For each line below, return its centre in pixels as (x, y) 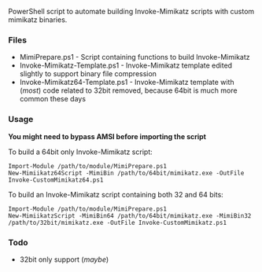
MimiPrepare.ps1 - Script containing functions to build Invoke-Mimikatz (135, 57)
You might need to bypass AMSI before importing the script (107, 136)
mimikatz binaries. (38, 20)
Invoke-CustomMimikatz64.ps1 (56, 180)
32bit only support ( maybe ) (64, 259)
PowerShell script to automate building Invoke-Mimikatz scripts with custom (131, 11)
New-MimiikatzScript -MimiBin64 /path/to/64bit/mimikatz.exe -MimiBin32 (130, 215)
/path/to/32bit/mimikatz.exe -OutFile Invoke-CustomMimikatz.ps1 (117, 222)
